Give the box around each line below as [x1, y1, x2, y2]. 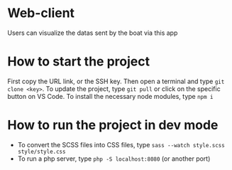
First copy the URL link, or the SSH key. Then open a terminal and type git [7, 77, 225, 85]
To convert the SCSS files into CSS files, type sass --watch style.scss [17, 140, 225, 149]
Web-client [7, 5, 75, 21]
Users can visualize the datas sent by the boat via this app [7, 28, 178, 37]
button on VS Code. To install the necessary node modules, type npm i [7, 92, 214, 100]
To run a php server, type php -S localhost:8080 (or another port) [17, 154, 211, 163]
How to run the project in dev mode [7, 117, 219, 133]
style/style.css [17, 148, 66, 155]
